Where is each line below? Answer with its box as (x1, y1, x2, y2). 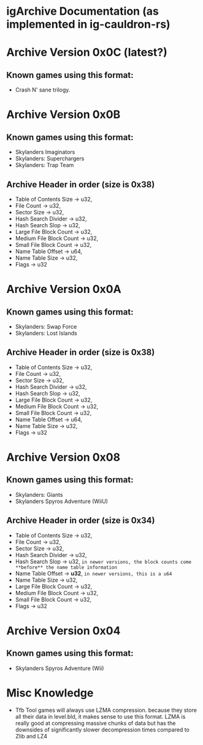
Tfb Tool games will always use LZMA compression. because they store (15, 706, 197, 714)
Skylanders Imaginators (15, 149, 75, 156)
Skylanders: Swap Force (15, 323, 77, 330)
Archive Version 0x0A (6, 283, 121, 296)
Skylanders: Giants (15, 491, 63, 498)
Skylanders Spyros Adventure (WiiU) (15, 497, 109, 505)
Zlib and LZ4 (15, 732, 48, 739)
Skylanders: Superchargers (15, 155, 85, 162)
